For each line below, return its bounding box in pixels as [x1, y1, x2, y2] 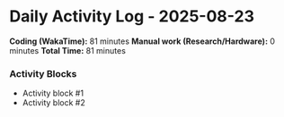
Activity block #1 [22, 88, 84, 99]
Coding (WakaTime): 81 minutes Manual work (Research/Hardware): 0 [9, 36, 276, 46]
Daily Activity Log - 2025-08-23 [9, 6, 254, 27]
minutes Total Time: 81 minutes [9, 45, 126, 55]
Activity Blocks [9, 67, 77, 79]
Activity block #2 [22, 97, 85, 108]
